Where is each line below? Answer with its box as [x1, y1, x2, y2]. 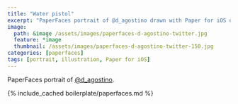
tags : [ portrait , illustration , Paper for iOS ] [7, 56, 151, 63]
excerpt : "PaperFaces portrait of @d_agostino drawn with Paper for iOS [7, 17, 227, 24]
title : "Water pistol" [7, 10, 74, 18]
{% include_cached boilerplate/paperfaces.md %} [7, 89, 154, 97]
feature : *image [13, 37, 62, 44]
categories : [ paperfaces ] [7, 50, 84, 57]
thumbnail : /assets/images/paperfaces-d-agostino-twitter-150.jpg [13, 43, 214, 50]
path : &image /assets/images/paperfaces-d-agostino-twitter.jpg [13, 30, 208, 37]
